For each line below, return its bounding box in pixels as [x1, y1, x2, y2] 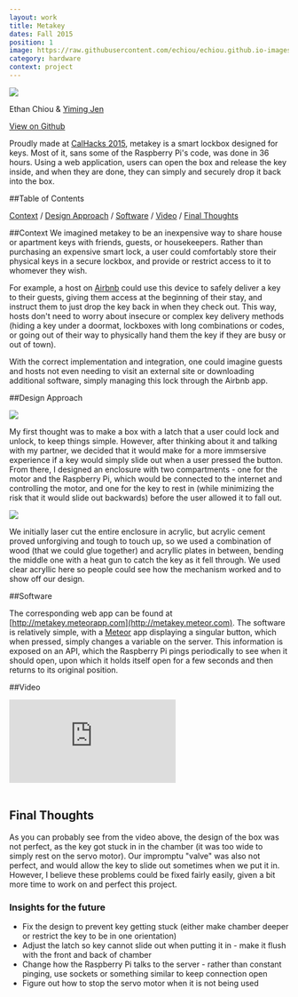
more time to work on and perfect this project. [9, 879, 177, 889]
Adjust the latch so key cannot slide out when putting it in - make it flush [21, 939, 286, 951]
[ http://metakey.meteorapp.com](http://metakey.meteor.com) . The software [9, 617, 286, 627]
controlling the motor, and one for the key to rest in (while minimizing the [9, 483, 275, 493]
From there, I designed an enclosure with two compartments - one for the [9, 464, 278, 475]
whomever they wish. [9, 265, 88, 275]
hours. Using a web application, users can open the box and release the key [9, 156, 286, 167]
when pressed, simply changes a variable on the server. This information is [9, 636, 284, 647]
